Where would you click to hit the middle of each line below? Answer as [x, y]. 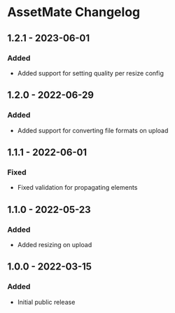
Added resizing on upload [55, 244]
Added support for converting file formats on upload [93, 130]
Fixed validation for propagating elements [77, 188]
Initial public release [46, 302]
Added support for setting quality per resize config [91, 73]
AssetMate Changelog [74, 12]
